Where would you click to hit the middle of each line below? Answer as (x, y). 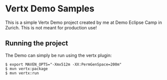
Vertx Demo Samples (50, 9)
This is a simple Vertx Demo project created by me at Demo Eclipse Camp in (84, 22)
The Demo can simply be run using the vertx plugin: (58, 55)
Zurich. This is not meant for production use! (51, 27)
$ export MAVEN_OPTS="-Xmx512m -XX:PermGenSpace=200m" (63, 64)
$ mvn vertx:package (27, 69)
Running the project (37, 43)
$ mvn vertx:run (22, 73)
